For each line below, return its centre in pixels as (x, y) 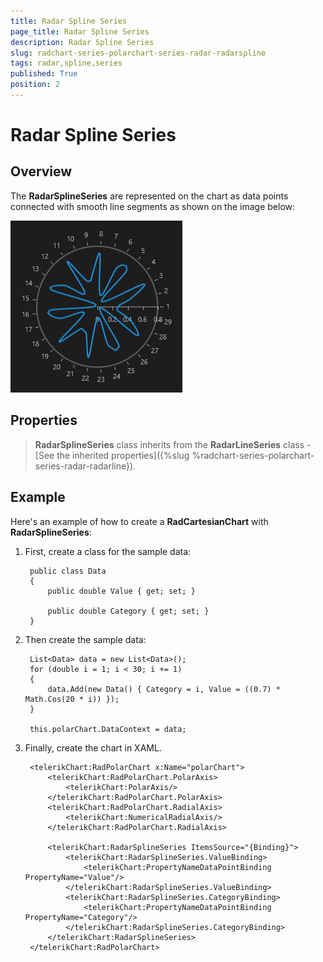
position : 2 (35, 85)
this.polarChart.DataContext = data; (108, 729)
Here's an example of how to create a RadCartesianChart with (139, 521)
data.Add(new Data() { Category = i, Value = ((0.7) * (164, 689)
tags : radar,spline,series (66, 63)
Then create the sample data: (85, 639)
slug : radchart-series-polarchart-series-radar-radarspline (138, 53)
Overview (41, 171)
